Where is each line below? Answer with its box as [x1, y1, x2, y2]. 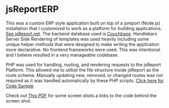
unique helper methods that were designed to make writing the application [6, 41, 159, 47]
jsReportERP [6, 3, 59, 15]
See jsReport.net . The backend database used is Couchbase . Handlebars [6, 30, 157, 36]
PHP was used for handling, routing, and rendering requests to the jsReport [6, 61, 161, 67]
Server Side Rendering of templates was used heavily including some [6, 36, 149, 42]
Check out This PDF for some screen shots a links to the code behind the [6, 92, 157, 98]
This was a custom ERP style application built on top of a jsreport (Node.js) [6, 20, 160, 26]
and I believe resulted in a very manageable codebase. [6, 51, 119, 58]
